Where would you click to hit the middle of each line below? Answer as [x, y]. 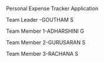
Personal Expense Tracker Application [52, 8]
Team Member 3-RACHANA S [42, 54]
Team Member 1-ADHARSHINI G [45, 31]
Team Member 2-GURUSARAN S [46, 42]
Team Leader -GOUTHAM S [40, 20]
